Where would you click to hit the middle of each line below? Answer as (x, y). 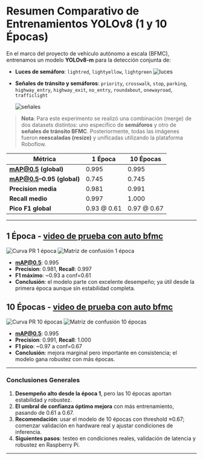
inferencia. (28, 432)
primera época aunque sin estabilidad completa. (75, 288)
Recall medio (28, 199)
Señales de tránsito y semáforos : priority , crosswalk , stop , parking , (101, 83)
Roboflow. (34, 144)
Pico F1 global (30, 208)
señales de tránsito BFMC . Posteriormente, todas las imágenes (100, 131)
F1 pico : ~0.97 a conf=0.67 (49, 346)
